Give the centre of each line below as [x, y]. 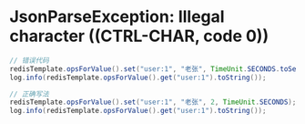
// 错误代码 [30, 60]
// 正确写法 [30, 94]
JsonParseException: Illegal [117, 17]
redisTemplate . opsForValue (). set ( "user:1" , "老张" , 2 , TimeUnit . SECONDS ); [153, 102]
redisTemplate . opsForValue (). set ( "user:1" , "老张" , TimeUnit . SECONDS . [145, 69]
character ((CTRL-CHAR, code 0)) [139, 36]
